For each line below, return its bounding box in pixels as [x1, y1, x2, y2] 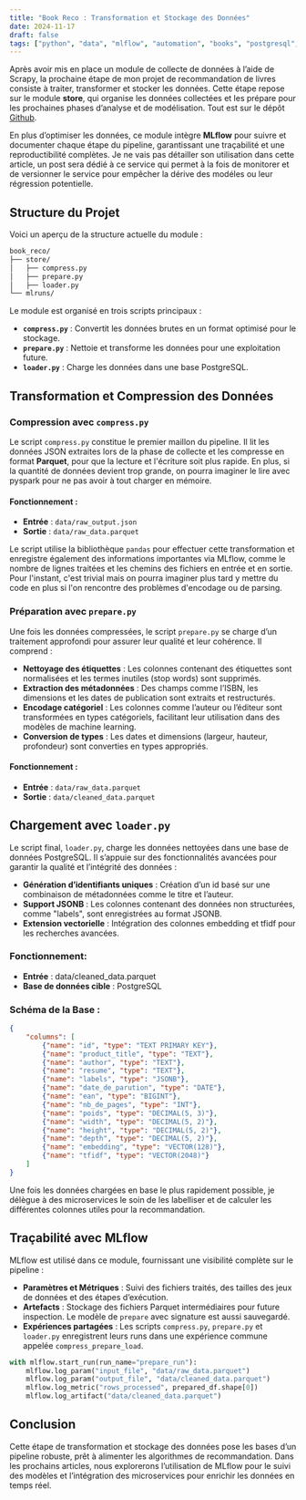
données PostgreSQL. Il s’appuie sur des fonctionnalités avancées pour [9, 852, 278, 863]
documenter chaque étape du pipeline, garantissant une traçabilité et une [9, 140, 285, 150]
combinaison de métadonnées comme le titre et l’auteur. [22, 888, 234, 899]
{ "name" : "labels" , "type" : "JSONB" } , [42, 1075, 189, 1084]
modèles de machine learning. [22, 721, 137, 732]
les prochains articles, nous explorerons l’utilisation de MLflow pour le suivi [9, 1460, 291, 1471]
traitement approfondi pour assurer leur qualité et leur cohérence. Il [9, 636, 262, 647]
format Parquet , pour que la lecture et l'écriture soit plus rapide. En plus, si [9, 456, 290, 466]
